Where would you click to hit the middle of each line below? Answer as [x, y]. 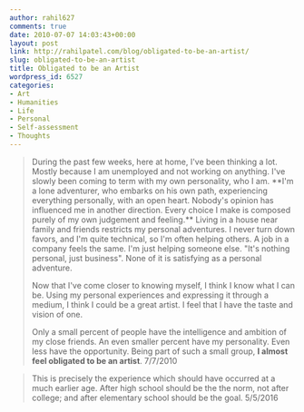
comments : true [38, 26]
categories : [32, 85]
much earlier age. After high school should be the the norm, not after [160, 387]
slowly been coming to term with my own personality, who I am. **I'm [162, 181]
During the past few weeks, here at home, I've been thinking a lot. [155, 162]
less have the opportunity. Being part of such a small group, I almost [160, 351]
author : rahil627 [42, 18]
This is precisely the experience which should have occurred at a [153, 378]
